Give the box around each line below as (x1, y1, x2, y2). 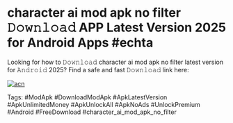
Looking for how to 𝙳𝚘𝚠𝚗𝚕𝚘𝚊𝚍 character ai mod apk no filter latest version (7, 58, 224, 66)
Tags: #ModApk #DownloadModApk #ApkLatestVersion (7, 92, 168, 101)
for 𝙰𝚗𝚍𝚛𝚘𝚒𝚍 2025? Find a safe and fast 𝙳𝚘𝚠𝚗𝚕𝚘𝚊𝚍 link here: (7, 65, 189, 74)
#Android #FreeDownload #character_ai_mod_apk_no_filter (7, 108, 177, 116)
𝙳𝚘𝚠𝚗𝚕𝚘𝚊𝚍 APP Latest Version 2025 (7, 19, 227, 35)
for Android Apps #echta (7, 35, 154, 51)
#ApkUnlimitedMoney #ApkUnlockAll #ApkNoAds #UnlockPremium (7, 100, 200, 108)
